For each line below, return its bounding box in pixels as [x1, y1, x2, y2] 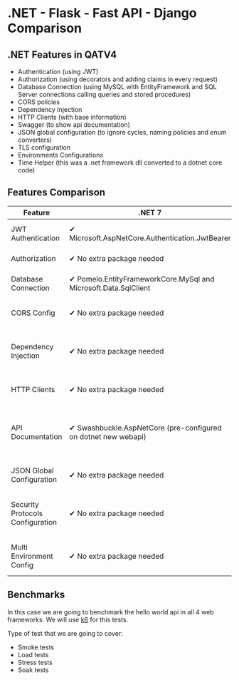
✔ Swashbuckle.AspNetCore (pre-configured [68, 423, 222, 433]
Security [11, 499, 39, 509]
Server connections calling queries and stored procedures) [17, 91, 191, 98]
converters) [17, 135, 52, 144]
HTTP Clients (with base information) [17, 113, 127, 121]
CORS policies [17, 98, 60, 106]
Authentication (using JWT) [17, 68, 99, 76]
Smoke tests [17, 643, 55, 651]
